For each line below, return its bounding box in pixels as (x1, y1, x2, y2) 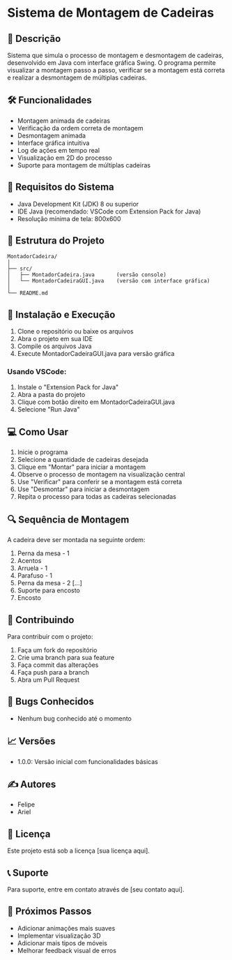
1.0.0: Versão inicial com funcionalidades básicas (17, 757, 158, 765)
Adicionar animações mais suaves (17, 924, 116, 932)
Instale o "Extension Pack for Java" (17, 382, 119, 391)
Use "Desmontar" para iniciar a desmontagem (17, 485, 150, 493)
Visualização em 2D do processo (17, 153, 113, 162)
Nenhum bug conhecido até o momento (17, 714, 132, 723)
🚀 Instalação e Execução (7, 308, 116, 320)
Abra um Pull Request (17, 675, 80, 684)
